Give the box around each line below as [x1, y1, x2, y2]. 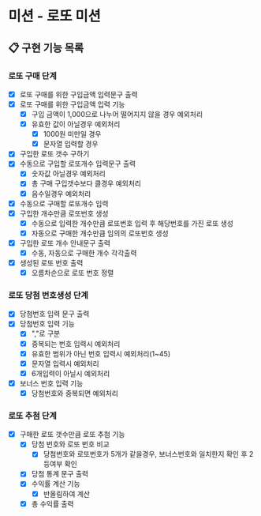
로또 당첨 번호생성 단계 [8, 289, 89, 300]
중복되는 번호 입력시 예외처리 [31, 339, 121, 348]
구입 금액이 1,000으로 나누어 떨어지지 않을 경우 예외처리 [31, 110, 203, 119]
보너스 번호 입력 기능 [19, 379, 84, 388]
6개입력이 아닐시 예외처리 [31, 368, 110, 378]
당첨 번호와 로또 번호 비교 [31, 439, 110, 449]
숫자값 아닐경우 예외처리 [31, 169, 106, 179]
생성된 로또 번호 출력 [19, 258, 84, 267]
